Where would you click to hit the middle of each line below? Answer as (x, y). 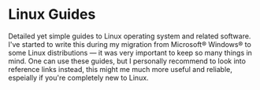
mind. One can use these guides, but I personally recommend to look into (127, 61)
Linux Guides (52, 14)
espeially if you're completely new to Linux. (78, 77)
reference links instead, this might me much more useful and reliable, (120, 69)
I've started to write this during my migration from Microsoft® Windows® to (130, 44)
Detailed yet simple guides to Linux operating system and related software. (130, 36)
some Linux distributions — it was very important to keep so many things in (130, 52)
